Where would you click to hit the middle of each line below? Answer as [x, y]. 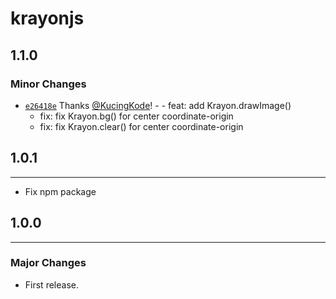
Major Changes [48, 263]
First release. [51, 284]
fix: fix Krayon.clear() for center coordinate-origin [141, 126]
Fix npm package [60, 191]
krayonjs [47, 18]
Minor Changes [48, 84]
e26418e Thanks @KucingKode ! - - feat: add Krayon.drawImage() [158, 105]
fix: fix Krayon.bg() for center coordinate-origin [136, 116]
